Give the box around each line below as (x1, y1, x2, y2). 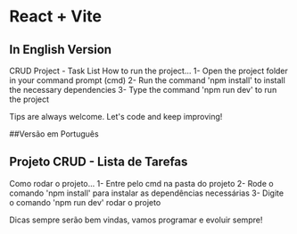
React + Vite (9, 6, 103, 27)
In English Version (9, 42, 112, 57)
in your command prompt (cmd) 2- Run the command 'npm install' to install (9, 75, 285, 86)
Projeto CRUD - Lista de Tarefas (9, 155, 188, 170)
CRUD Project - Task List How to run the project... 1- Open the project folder (9, 65, 288, 76)
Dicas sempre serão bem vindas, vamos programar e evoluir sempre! (9, 214, 263, 225)
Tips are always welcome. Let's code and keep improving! (9, 112, 223, 121)
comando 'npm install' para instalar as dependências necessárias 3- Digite (9, 188, 284, 198)
